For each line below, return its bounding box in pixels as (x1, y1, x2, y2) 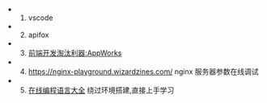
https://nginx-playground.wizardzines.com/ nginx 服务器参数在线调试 (28, 67, 259, 76)
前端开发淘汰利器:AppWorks (28, 48, 122, 57)
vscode (28, 13, 53, 23)
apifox (28, 30, 49, 39)
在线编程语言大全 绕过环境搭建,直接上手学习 (28, 85, 175, 95)
